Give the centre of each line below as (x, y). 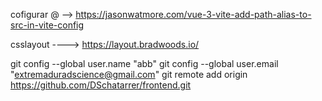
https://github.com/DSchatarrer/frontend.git (101, 85)
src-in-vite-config (47, 25)
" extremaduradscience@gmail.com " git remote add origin (129, 74)
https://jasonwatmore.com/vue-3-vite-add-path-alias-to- (193, 14)
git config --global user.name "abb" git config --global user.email (144, 63)
